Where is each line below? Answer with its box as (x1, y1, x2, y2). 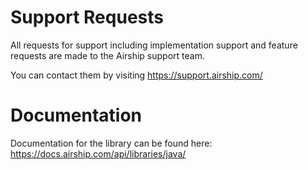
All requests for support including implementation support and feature (10, 39, 298, 51)
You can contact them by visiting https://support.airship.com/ (10, 69, 263, 81)
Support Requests (10, 6, 164, 29)
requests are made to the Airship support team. (10, 49, 205, 61)
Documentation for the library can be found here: (10, 137, 213, 149)
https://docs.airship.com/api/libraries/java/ (10, 147, 187, 160)
